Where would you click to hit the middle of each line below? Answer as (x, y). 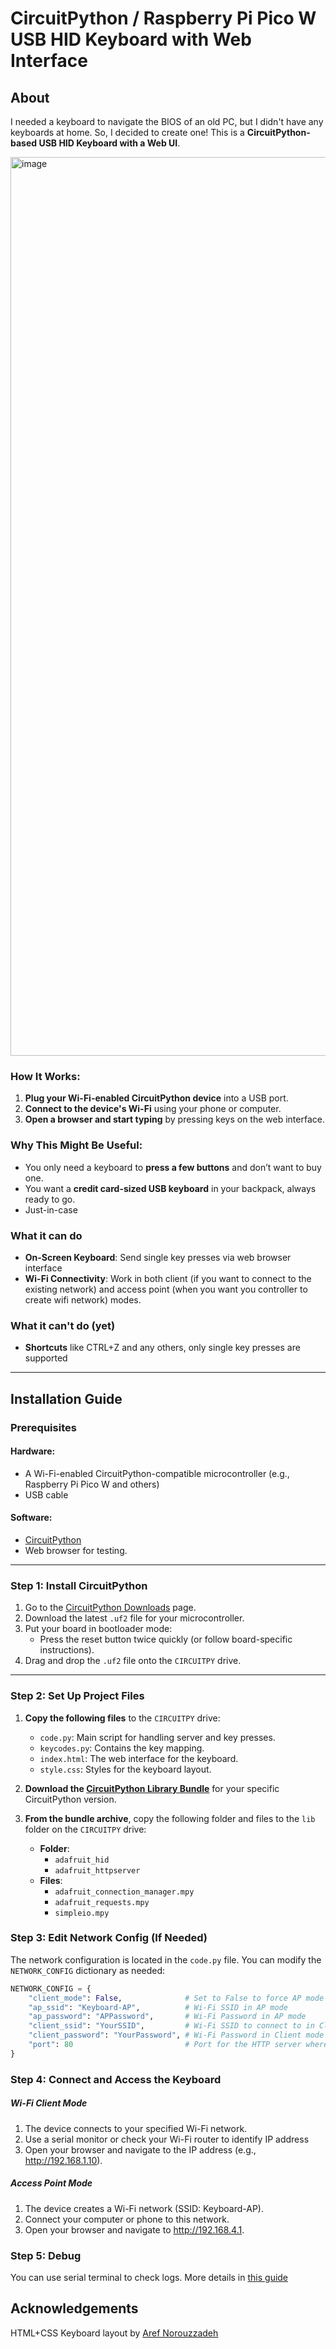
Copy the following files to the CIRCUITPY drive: (122, 1718)
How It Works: (45, 1076)
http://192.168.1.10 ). (63, 2160)
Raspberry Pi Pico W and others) (92, 1484)
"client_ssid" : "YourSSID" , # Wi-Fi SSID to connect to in (171, 2026)
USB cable (46, 1494)
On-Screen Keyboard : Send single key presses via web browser (158, 1257)
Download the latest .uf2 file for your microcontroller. (134, 1618)
